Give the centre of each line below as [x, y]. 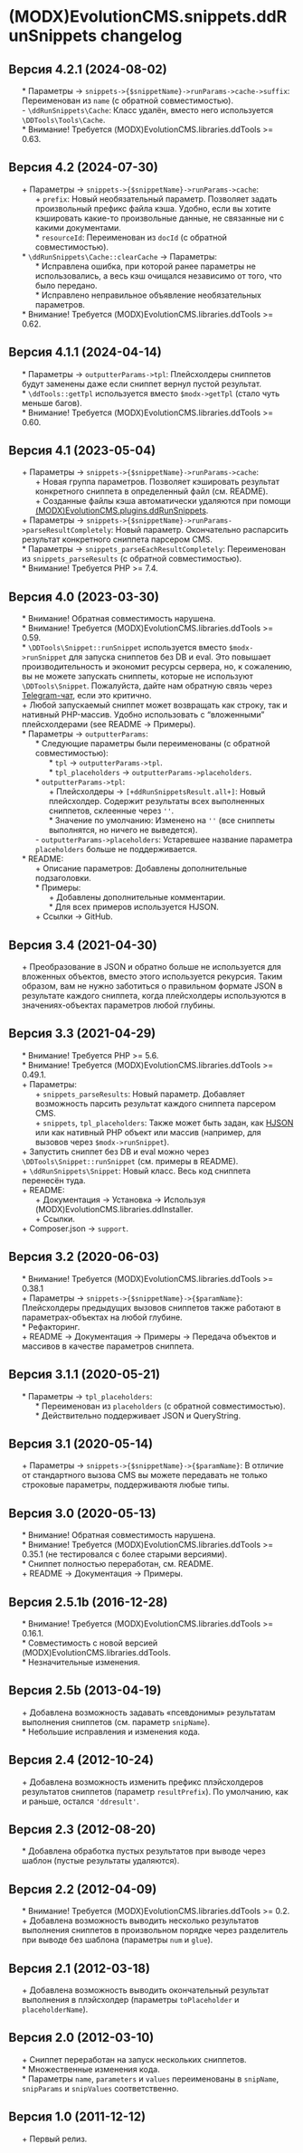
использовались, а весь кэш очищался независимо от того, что [158, 275]
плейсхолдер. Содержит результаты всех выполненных [156, 801]
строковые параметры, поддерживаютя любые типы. [125, 1484]
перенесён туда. [54, 1180]
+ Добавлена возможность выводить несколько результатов [140, 1921]
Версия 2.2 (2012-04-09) [83, 1889]
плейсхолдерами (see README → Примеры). [109, 725]
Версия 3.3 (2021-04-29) [82, 1034]
